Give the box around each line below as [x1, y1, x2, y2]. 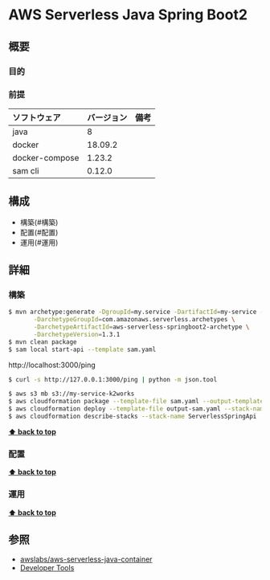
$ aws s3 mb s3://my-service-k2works [8, 390, 135, 398]
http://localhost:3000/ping [8, 360, 96, 370]
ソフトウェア [12, 112, 62, 123]
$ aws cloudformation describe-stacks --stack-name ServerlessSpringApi [8, 412, 257, 421]
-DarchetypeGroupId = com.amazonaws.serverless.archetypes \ [33, 316, 235, 324]
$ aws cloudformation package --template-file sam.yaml [8, 398, 199, 406]
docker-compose [12, 152, 80, 163]
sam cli [12, 165, 39, 176]
